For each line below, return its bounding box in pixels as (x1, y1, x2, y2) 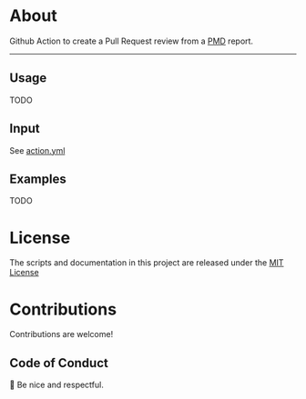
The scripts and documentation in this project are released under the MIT (9, 257, 284, 268)
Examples (9, 171, 66, 186)
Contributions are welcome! (9, 329, 114, 340)
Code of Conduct (9, 355, 109, 371)
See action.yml (9, 145, 66, 155)
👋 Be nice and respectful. (9, 379, 105, 391)
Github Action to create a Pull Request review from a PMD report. (9, 35, 253, 46)
